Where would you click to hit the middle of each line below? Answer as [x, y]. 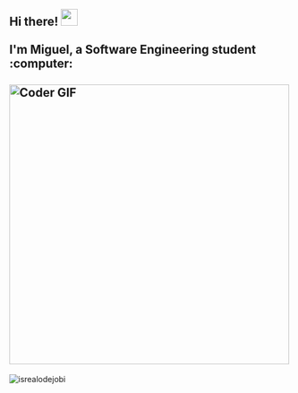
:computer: [41, 64]
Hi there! [34, 22]
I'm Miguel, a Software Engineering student [133, 50]
